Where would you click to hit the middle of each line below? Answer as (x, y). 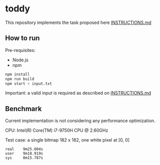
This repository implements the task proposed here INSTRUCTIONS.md (78, 22)
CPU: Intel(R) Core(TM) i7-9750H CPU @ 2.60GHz (57, 131)
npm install (17, 74)
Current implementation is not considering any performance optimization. (80, 121)
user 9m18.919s (24, 154)
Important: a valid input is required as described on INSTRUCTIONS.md (78, 93)
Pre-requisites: (20, 50)
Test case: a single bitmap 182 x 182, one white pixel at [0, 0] (67, 140)
